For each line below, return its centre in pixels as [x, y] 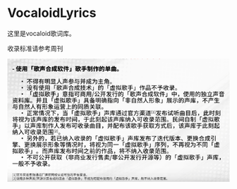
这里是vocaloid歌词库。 [41, 33]
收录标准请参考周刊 [35, 48]
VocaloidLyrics [52, 13]
